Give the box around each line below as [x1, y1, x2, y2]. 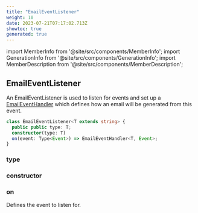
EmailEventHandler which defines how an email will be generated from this [6, 100, 192, 107]
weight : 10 [6, 14, 34, 21]
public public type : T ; [11, 124, 71, 130]
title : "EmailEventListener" [6, 8, 80, 15]
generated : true [6, 31, 47, 37]
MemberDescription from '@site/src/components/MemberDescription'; [6, 61, 183, 68]
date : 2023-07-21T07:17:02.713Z [6, 20, 88, 26]
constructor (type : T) [11, 130, 66, 136]
